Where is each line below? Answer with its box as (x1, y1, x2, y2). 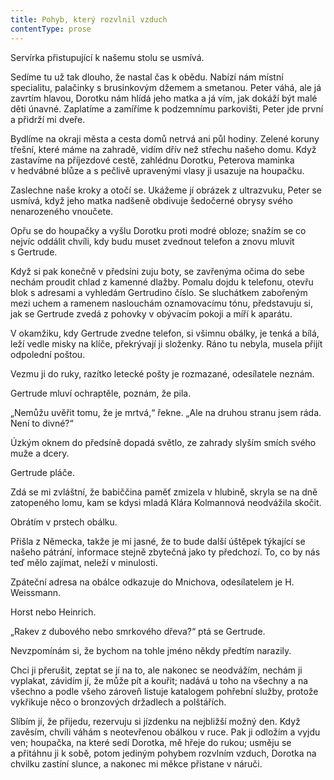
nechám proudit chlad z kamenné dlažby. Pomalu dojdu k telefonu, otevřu (10, 276, 314, 288)
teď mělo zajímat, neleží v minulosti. (10, 556, 158, 568)
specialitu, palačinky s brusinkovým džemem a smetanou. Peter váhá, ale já (10, 81, 322, 93)
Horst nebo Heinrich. (10, 606, 97, 618)
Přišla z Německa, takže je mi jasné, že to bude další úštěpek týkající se (10, 535, 306, 547)
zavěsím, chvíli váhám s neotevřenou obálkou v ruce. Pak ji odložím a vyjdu (10, 726, 321, 738)
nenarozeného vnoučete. (10, 205, 114, 217)
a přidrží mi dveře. (10, 113, 86, 125)
